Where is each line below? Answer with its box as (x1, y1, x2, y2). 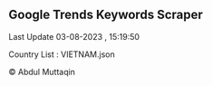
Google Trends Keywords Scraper (8, 7, 203, 23)
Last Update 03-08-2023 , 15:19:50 (8, 31, 140, 42)
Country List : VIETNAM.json (8, 49, 115, 60)
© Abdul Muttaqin (8, 66, 76, 77)
